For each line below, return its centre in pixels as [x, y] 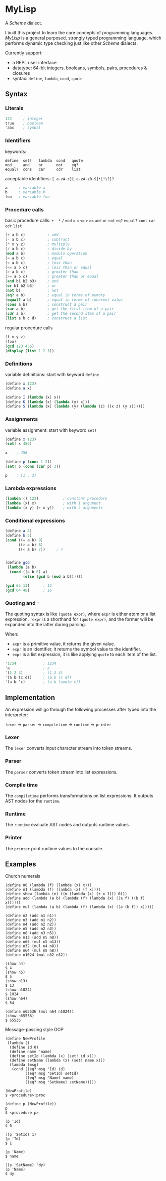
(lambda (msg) [24, 1065]
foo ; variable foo [28, 197]
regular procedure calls [29, 328]
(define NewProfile [25, 1039]
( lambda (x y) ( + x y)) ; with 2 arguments [54, 508]
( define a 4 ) [19, 531]
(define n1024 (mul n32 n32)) [36, 955]
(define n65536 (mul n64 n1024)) [40, 1012]
